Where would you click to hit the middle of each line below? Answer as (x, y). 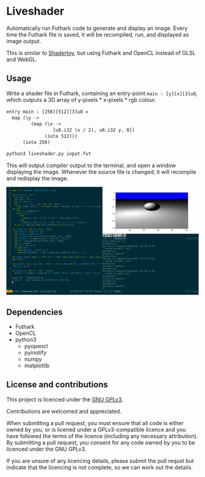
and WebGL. (22, 59)
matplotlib (37, 365)
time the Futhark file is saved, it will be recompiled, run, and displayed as (98, 34)
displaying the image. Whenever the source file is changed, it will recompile (101, 171)
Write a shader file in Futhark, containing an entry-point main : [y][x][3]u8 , (102, 93)
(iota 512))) (61, 136)
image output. (24, 41)
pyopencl (36, 346)
